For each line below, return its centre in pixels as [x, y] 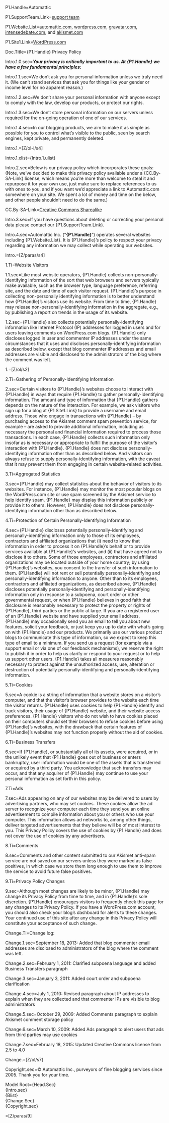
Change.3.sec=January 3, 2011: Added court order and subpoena [73, 979]
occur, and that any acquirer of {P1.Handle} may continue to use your [77, 773]
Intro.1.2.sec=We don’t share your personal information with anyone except [83, 97]
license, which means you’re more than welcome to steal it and [90, 178]
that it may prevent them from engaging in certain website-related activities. [84, 464]
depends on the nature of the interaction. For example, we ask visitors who [83, 405]
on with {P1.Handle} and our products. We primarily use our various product [84, 632]
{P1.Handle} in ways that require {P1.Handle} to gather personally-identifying [84, 394]
